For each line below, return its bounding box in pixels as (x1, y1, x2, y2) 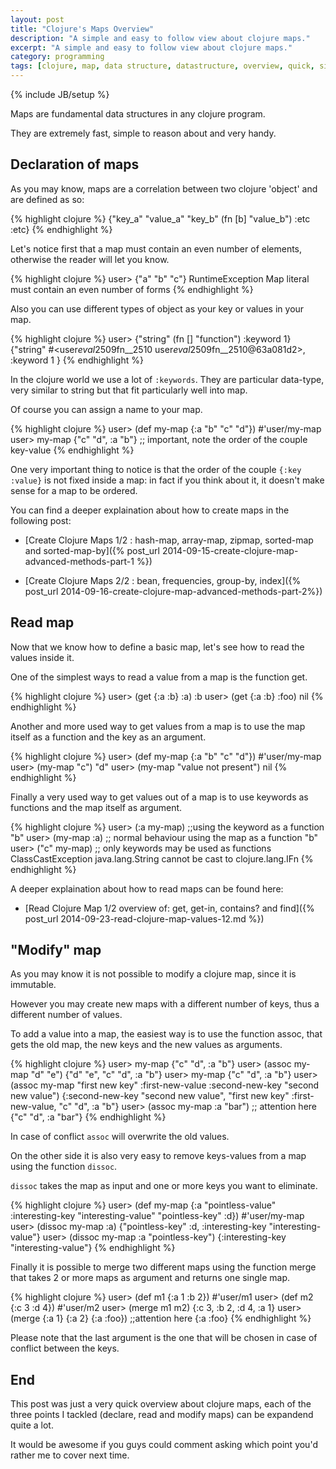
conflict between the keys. (10, 1342, 120, 1355)
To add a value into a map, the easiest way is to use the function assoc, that (10, 1028, 323, 1040)
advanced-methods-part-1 (24, 555, 135, 567)
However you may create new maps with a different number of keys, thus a (10, 998, 320, 1010)
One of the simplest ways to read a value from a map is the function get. (10, 671, 308, 683)
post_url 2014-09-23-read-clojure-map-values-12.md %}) (24, 912, 265, 925)
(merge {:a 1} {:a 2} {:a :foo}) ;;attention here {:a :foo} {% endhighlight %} (10, 1312, 312, 1325)
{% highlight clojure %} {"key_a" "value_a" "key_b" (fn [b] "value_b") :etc (10, 212, 311, 225)
